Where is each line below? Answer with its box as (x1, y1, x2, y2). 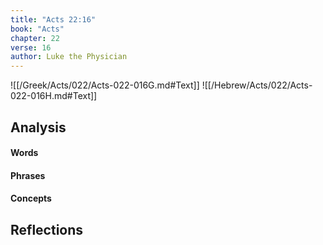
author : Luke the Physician (10, 52, 128, 62)
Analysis (10, 119, 67, 136)
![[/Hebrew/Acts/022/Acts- (201, 79, 313, 91)
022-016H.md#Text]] (10, 90, 98, 102)
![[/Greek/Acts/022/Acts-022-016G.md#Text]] (10, 79, 200, 91)
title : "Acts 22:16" (10, 14, 97, 25)
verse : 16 (10, 42, 52, 53)
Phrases (10, 169, 46, 181)
